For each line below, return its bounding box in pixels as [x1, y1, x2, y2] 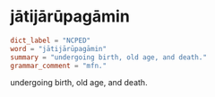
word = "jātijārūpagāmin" [10, 44, 107, 53]
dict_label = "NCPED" [10, 36, 91, 45]
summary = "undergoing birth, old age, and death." [10, 52, 207, 62]
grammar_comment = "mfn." [10, 61, 107, 70]
